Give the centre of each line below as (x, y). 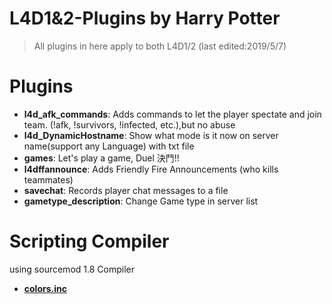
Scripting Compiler (89, 241)
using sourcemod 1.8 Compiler (72, 269)
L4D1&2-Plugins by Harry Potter (145, 18)
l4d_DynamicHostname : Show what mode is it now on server (151, 135)
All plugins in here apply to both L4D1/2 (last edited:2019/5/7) (160, 46)
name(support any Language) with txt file (109, 146)
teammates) (48, 179)
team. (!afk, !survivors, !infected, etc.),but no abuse (129, 124)
